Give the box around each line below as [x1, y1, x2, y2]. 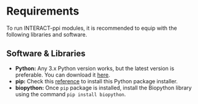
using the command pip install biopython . [15, 90, 127, 98]
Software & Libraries [6, 49, 86, 59]
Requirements [6, 4, 79, 18]
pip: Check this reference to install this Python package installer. [15, 77, 178, 85]
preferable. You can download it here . [15, 71, 111, 78]
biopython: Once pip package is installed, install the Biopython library [15, 84, 192, 91]
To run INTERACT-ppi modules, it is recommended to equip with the [6, 24, 177, 32]
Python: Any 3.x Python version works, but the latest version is [15, 64, 175, 72]
